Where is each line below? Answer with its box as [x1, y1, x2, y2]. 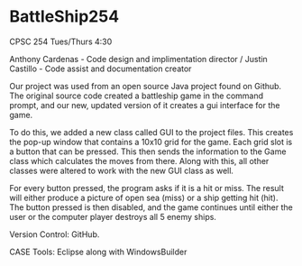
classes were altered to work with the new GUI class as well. [9, 165, 234, 176]
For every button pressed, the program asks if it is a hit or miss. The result [9, 182, 284, 193]
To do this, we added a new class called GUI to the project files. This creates [9, 126, 294, 137]
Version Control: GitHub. [9, 228, 100, 240]
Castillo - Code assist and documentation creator [9, 63, 192, 74]
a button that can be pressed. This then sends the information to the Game [9, 146, 287, 157]
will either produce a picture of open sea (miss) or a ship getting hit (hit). [9, 192, 279, 203]
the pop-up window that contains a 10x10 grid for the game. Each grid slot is [9, 136, 293, 147]
